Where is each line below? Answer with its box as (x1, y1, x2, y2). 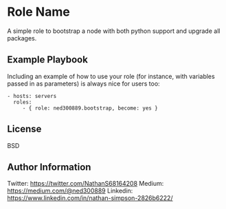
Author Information (7, 161, 91, 173)
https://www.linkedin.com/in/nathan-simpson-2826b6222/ (7, 194, 173, 202)
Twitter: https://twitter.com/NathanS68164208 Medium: (7, 180, 164, 188)
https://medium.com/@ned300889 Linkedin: (7, 186, 133, 195)
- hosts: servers (7, 93, 57, 99)
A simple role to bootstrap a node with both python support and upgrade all (7, 27, 221, 35)
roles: (13, 99, 32, 106)
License (7, 123, 42, 135)
